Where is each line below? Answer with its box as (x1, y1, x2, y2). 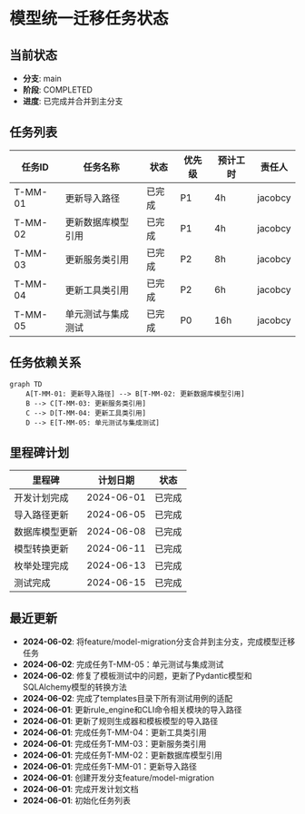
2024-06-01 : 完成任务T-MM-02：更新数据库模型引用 (22, 750, 222, 760)
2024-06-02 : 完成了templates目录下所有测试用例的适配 (22, 693, 233, 704)
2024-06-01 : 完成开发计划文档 (22, 784, 139, 795)
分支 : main (22, 74, 62, 83)
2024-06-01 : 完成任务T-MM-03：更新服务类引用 (22, 739, 207, 750)
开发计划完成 (14, 492, 70, 505)
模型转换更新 (14, 543, 70, 555)
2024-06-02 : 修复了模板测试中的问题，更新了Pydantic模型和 (22, 671, 252, 682)
